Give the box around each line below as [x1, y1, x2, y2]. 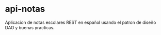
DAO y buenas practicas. [5, 24, 55, 30]
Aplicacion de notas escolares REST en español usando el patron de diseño [5, 19, 156, 25]
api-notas [5, 3, 45, 15]
